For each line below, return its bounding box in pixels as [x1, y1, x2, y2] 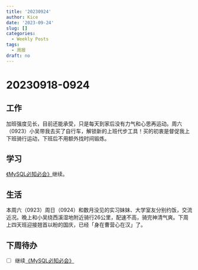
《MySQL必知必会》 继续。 [6, 171, 68, 178]
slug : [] [6, 25, 28, 31]
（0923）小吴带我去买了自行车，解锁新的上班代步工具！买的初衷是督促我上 [6, 127, 190, 134]
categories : [6, 31, 35, 37]
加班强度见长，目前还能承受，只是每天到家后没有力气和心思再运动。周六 [6, 120, 182, 127]
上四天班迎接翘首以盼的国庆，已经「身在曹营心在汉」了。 [6, 221, 146, 229]
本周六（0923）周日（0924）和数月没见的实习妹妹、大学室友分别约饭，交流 [6, 207, 193, 214]
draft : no [6, 53, 31, 59]
